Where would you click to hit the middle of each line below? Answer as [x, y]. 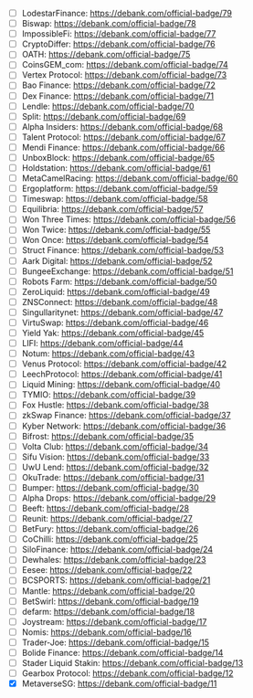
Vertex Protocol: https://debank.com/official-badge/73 [124, 75]
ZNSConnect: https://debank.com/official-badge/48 [120, 301]
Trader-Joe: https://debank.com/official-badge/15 [116, 642]
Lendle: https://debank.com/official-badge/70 [108, 106]
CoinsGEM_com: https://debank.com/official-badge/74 [125, 65]
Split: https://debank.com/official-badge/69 [104, 116]
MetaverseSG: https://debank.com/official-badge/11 [119, 683]
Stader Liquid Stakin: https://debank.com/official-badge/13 [132, 662]
